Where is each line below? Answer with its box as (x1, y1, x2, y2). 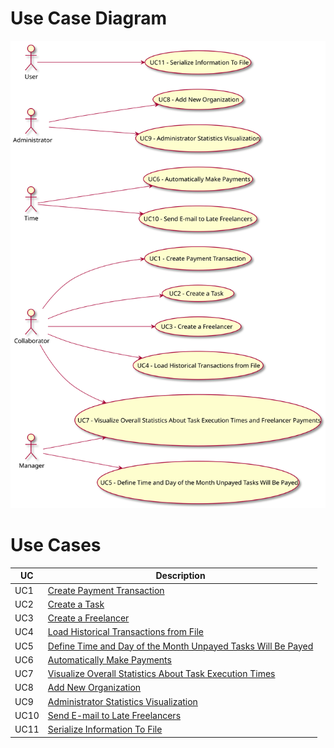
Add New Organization (47, 682, 142, 694)
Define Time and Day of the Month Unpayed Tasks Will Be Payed (47, 640, 314, 652)
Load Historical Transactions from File (47, 626, 204, 638)
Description (155, 570, 206, 582)
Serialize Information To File (47, 723, 163, 736)
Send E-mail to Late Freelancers (47, 709, 182, 721)
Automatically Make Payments (47, 653, 172, 666)
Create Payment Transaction (47, 584, 165, 596)
